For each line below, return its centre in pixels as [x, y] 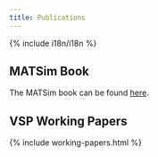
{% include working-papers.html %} [76, 143]
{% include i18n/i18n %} [53, 43]
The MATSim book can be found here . [79, 93]
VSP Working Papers [68, 121]
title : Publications [48, 17]
